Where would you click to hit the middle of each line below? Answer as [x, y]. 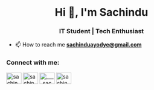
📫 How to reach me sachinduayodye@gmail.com [78, 45]
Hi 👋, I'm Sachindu [101, 12]
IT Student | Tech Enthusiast [101, 31]
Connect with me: [33, 63]
